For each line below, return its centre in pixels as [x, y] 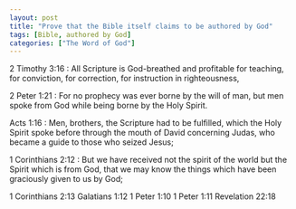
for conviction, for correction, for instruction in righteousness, [124, 79]
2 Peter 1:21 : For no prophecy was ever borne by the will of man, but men [147, 96]
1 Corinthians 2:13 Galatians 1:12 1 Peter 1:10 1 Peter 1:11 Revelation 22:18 [143, 196]
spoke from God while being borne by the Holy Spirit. [109, 106]
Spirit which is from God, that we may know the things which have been [143, 169]
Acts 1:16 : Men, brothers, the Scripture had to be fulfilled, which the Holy [146, 123]
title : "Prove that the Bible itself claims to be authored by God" [141, 26]
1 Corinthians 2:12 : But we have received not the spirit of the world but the [148, 160]
